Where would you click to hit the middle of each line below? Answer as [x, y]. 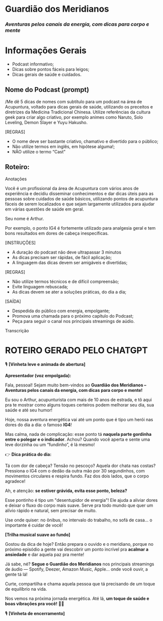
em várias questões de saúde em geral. [45, 209]
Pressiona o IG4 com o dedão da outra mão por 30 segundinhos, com [75, 471]
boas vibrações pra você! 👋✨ [35, 603]
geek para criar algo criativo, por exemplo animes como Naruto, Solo [74, 117]
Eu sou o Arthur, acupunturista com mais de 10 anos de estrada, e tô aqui [79, 400]
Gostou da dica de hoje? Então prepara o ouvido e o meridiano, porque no [79, 544]
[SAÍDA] [13, 301]
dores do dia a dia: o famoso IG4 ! [38, 425]
